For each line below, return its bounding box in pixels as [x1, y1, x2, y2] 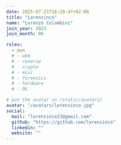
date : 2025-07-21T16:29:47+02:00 [6, 8, 89, 15]
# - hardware [11, 81, 44, 87]
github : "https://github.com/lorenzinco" [11, 119, 116, 125]
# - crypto [11, 64, 39, 70]
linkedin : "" [11, 125, 44, 131]
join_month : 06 [6, 31, 44, 37]
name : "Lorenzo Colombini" [6, 20, 73, 26]
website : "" [11, 130, 42, 136]
